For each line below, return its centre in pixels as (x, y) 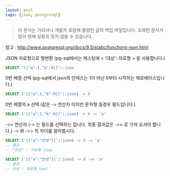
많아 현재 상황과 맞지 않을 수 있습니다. (55, 36)
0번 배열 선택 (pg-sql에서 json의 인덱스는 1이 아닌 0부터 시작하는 (70, 78)
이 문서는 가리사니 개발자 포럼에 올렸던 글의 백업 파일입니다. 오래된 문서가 (91, 30)
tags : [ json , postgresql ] (33, 15)
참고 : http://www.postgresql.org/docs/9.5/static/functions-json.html (77, 47)
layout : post (19, 10)
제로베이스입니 (150, 78)
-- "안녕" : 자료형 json (29, 150)
